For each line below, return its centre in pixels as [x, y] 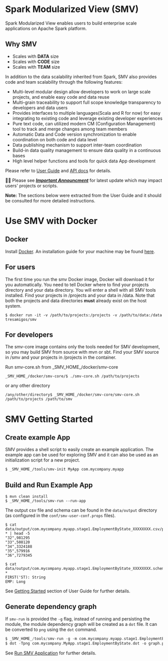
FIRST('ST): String [25, 577]
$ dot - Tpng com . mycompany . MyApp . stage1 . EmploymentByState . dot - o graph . [84, 643]
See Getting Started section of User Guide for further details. [68, 591]
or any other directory [28, 386]
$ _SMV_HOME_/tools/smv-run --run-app [45, 501]
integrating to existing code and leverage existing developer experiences [87, 118]
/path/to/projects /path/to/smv [39, 399]
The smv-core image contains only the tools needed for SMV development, [82, 347]
